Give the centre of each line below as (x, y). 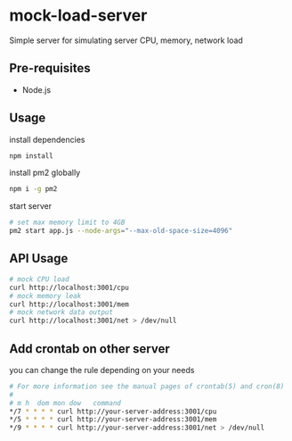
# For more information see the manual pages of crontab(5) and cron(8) (147, 386)
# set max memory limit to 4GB (67, 223)
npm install (31, 156)
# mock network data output (61, 312)
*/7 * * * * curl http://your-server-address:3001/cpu (113, 412)
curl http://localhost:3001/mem (69, 304)
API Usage (39, 258)
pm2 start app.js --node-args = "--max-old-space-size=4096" (121, 231)
